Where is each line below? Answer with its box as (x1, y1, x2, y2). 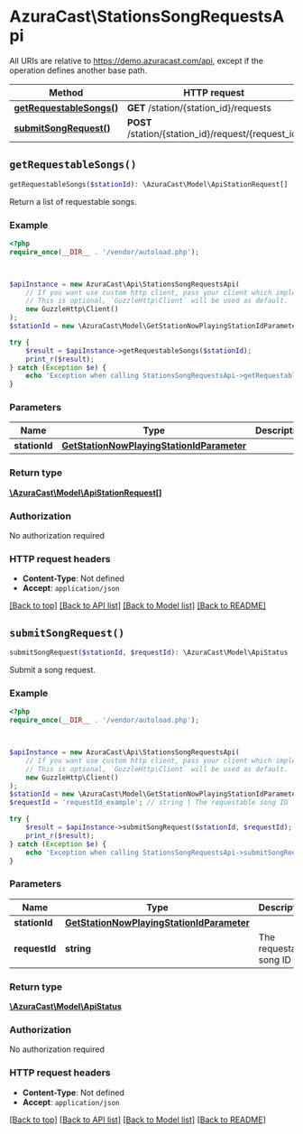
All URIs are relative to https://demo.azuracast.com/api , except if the (9, 55, 264, 66)
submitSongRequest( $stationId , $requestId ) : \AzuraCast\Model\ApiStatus (9, 648, 289, 658)
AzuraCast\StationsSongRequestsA (9, 6, 285, 27)
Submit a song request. (9, 665, 96, 676)
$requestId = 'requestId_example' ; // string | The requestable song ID (9, 798, 289, 807)
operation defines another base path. (9, 65, 148, 76)
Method (49, 86, 84, 98)
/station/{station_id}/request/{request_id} (126, 127, 301, 140)
